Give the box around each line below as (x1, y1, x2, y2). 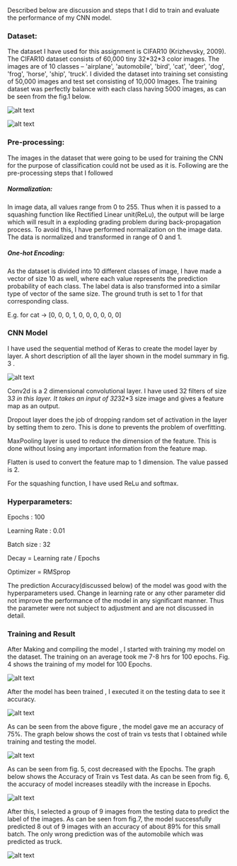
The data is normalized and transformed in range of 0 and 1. (7, 233, 183, 241)
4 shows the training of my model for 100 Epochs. (7, 660, 152, 669)
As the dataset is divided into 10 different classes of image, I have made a (7, 267, 221, 275)
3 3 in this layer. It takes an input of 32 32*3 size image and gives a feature (7, 394, 224, 403)
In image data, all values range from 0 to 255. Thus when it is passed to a (7, 202, 221, 211)
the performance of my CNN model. (7, 13, 112, 22)
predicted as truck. (7, 838, 62, 846)
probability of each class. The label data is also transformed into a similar (7, 282, 221, 290)
